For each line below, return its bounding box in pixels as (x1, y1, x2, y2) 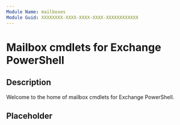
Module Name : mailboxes (6, 8, 66, 15)
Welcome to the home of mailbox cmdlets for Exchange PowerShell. (6, 93, 175, 100)
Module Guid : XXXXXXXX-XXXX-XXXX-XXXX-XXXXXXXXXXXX (6, 14, 138, 21)
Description (6, 77, 51, 88)
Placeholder (6, 111, 53, 121)
